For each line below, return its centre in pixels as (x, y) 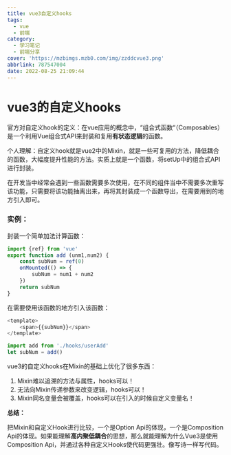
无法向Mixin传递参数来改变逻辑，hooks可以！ (81, 390)
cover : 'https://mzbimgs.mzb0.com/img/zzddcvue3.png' (86, 59)
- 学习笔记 (27, 45)
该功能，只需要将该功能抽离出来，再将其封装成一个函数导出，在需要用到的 (112, 191)
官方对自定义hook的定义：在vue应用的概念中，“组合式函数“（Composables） (115, 127)
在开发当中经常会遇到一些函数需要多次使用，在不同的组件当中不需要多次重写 (115, 182)
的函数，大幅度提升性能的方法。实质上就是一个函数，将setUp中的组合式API (114, 160)
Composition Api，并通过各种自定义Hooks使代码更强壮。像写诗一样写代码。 (115, 445)
